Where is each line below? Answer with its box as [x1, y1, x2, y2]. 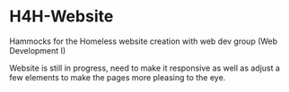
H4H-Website [9, 6, 114, 27]
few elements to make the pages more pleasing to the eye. [9, 71, 226, 82]
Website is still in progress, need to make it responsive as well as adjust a [9, 63, 281, 73]
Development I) [9, 45, 66, 55]
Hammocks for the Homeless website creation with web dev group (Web [9, 36, 278, 46]
